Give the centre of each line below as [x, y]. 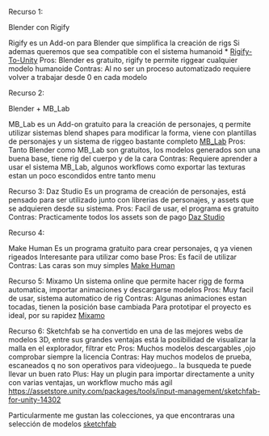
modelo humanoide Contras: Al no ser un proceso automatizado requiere [130, 69]
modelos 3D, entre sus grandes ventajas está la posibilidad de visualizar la [132, 340]
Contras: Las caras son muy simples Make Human [92, 265]
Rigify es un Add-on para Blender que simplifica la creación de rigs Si [124, 43]
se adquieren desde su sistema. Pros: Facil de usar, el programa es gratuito [134, 208]
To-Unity [23, 60]
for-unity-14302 [35, 400]
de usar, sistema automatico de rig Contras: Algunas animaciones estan [128, 298]
